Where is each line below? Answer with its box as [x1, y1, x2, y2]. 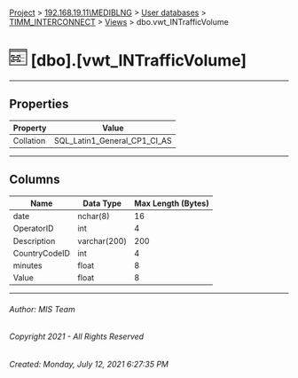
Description [12, 235, 56, 246]
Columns [9, 171, 60, 186]
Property [12, 122, 47, 133]
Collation [12, 136, 46, 146]
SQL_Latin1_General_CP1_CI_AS [54, 136, 172, 146]
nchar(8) [77, 211, 111, 222]
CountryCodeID [12, 248, 71, 258]
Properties [9, 96, 69, 111]
